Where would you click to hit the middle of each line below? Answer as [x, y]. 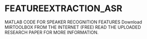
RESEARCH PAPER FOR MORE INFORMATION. [52, 32]
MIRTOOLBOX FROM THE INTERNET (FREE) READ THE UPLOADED [73, 27]
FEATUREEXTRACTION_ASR [64, 9]
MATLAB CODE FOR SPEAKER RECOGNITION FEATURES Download [73, 22]
